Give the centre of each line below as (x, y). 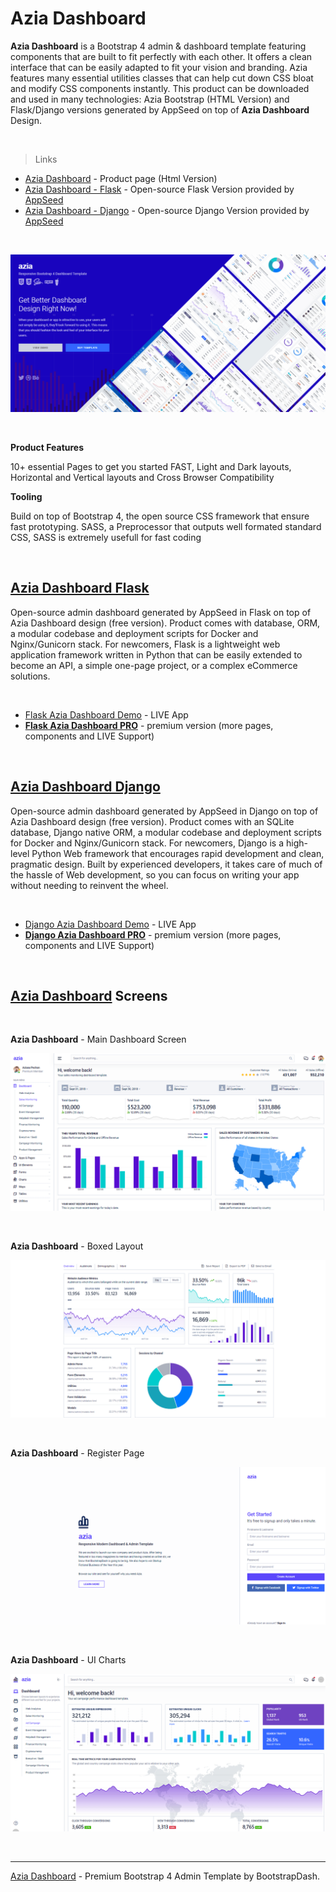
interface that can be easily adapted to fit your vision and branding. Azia (159, 67)
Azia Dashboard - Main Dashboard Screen (98, 1039)
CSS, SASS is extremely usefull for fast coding (106, 537)
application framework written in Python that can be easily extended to (156, 654)
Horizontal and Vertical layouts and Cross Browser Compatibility (142, 477)
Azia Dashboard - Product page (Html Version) (121, 178)
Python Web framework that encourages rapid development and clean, (178, 853)
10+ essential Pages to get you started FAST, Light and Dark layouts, (151, 466)
